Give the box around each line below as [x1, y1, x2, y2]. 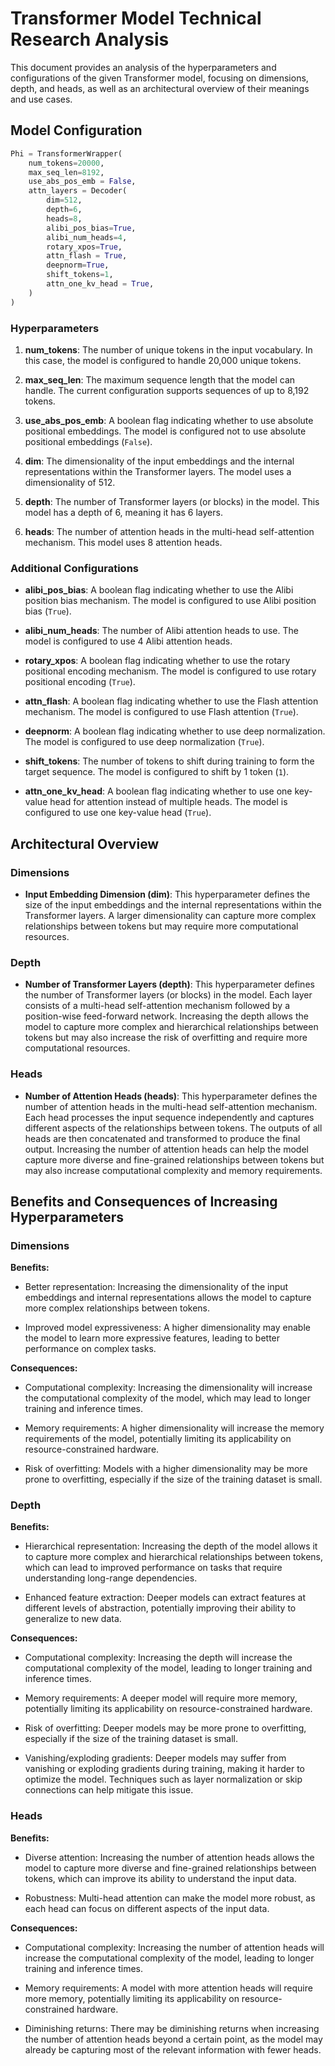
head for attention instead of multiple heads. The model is [49, 796, 288, 808]
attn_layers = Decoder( [28, 186, 128, 196]
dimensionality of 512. [24, 476, 116, 488]
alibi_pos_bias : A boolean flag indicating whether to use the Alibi [24, 584, 294, 596]
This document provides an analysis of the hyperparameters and [10, 61, 277, 73]
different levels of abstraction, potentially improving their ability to [24, 1602, 297, 1614]
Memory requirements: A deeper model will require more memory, [24, 1692, 298, 1704]
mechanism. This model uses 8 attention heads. [24, 536, 223, 548]
